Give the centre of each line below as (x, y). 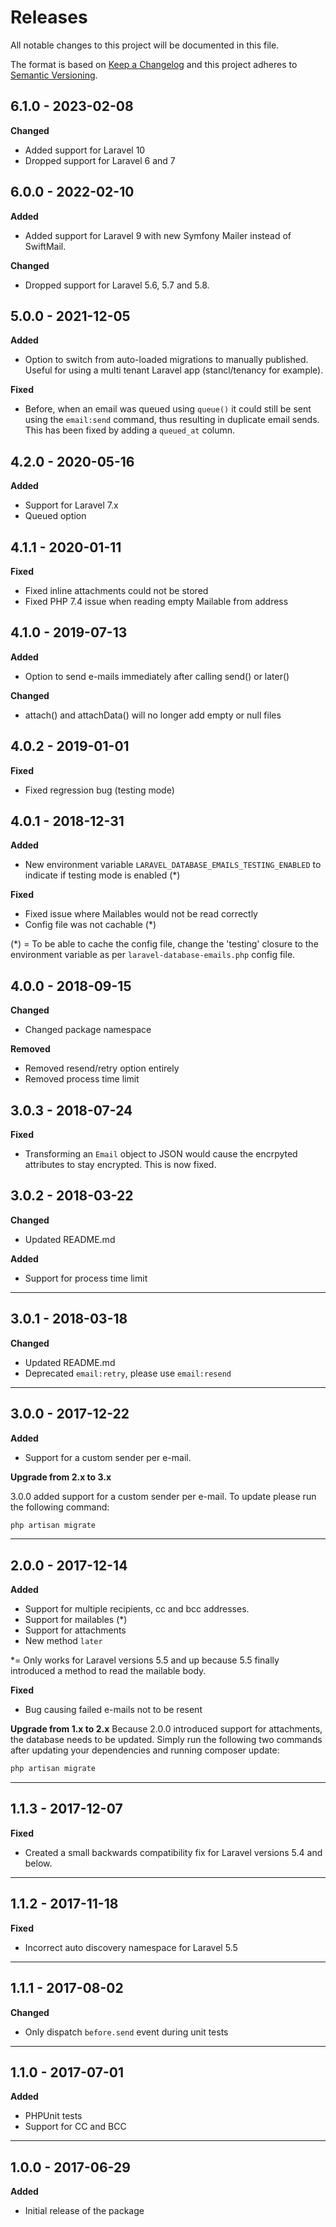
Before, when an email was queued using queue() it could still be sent (168, 409)
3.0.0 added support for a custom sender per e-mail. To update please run (163, 1496)
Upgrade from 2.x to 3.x (61, 1477)
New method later (63, 1641)
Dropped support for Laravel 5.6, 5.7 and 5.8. (117, 285)
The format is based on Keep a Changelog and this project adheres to (154, 64)
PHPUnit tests (53, 2116)
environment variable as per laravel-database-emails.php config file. (153, 955)
